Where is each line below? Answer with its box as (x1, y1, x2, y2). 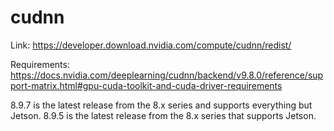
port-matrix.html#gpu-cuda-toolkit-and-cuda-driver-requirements (10, 79, 283, 91)
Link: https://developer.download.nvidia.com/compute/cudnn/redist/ (10, 39, 292, 51)
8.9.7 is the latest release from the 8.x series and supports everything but (10, 99, 313, 111)
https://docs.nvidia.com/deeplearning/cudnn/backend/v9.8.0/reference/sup (10, 69, 324, 81)
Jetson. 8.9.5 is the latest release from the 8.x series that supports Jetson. (10, 109, 317, 121)
